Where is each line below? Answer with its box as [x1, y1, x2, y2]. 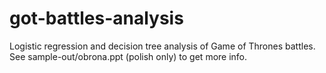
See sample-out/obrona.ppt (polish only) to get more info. [9, 50, 248, 62]
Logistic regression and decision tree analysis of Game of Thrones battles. [9, 40, 316, 52]
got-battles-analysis [9, 7, 184, 30]
